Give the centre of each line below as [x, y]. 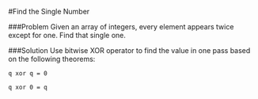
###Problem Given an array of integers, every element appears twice [121, 27]
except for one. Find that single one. [67, 35]
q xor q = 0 [28, 74]
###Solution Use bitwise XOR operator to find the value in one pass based [129, 50]
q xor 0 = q [28, 87]
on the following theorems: [52, 59]
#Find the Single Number [49, 11]
